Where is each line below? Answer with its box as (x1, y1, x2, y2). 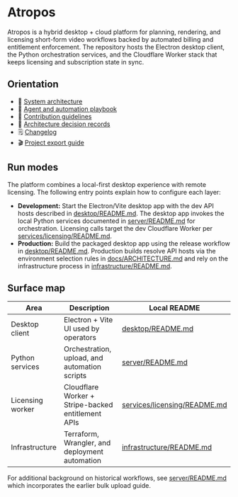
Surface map (7, 282, 66, 294)
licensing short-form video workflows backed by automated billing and (7, 35, 214, 43)
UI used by (63, 324, 100, 333)
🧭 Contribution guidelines (17, 112, 92, 120)
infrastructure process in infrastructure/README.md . (17, 261, 172, 270)
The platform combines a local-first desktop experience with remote (7, 180, 207, 188)
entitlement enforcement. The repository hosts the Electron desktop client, (7, 42, 225, 51)
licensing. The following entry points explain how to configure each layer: (7, 188, 221, 196)
